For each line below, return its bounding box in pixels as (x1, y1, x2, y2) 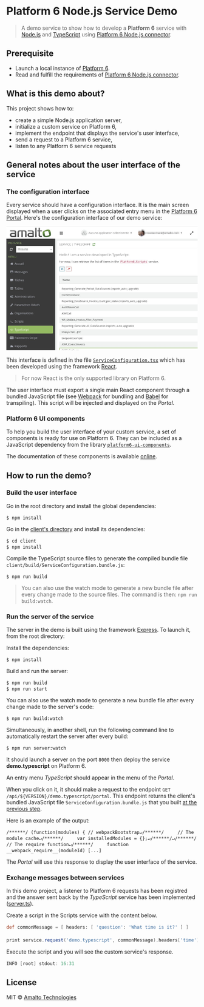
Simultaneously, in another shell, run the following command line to (6, 727, 174, 734)
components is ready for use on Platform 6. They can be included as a (6, 435, 182, 442)
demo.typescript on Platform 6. (6, 762, 86, 770)
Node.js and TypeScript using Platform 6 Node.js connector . (21, 30, 172, 38)
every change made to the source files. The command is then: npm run (21, 591, 197, 598)
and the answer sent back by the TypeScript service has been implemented (6, 893, 195, 901)
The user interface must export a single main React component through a (6, 386, 190, 393)
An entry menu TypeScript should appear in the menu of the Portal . (6, 774, 175, 781)
